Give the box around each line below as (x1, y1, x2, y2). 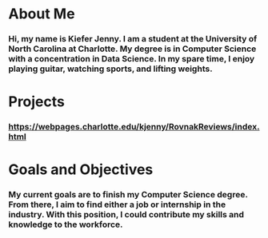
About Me (8, 5, 75, 23)
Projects (8, 93, 66, 111)
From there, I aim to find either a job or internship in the (8, 199, 226, 210)
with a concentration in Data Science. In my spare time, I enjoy (8, 54, 255, 65)
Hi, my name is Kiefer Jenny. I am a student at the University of (8, 34, 258, 45)
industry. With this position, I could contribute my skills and (8, 209, 245, 220)
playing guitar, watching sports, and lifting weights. (8, 63, 214, 74)
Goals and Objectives (8, 161, 154, 179)
